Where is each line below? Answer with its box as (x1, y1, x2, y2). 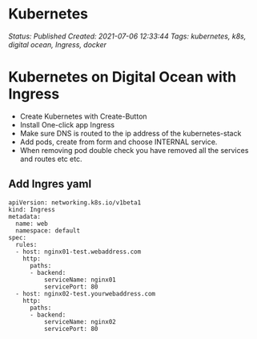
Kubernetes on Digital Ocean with (8, 68, 237, 87)
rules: (15, 240, 38, 248)
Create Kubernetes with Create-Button (19, 111, 147, 121)
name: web (15, 220, 48, 228)
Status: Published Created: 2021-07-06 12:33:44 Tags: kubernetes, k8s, (8, 31, 247, 41)
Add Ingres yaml (8, 177, 92, 191)
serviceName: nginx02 (43, 317, 116, 325)
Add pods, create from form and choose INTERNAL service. (19, 137, 218, 147)
